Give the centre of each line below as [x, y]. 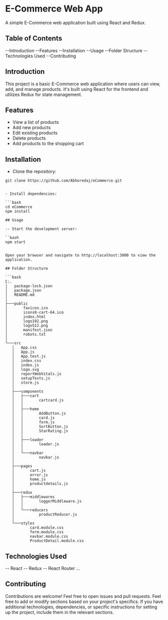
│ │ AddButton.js [39, 414]
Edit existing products [35, 133]
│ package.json [23, 291]
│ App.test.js [29, 356]
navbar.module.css [49, 537]
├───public [17, 304]
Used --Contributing [55, 56]
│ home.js [29, 479]
